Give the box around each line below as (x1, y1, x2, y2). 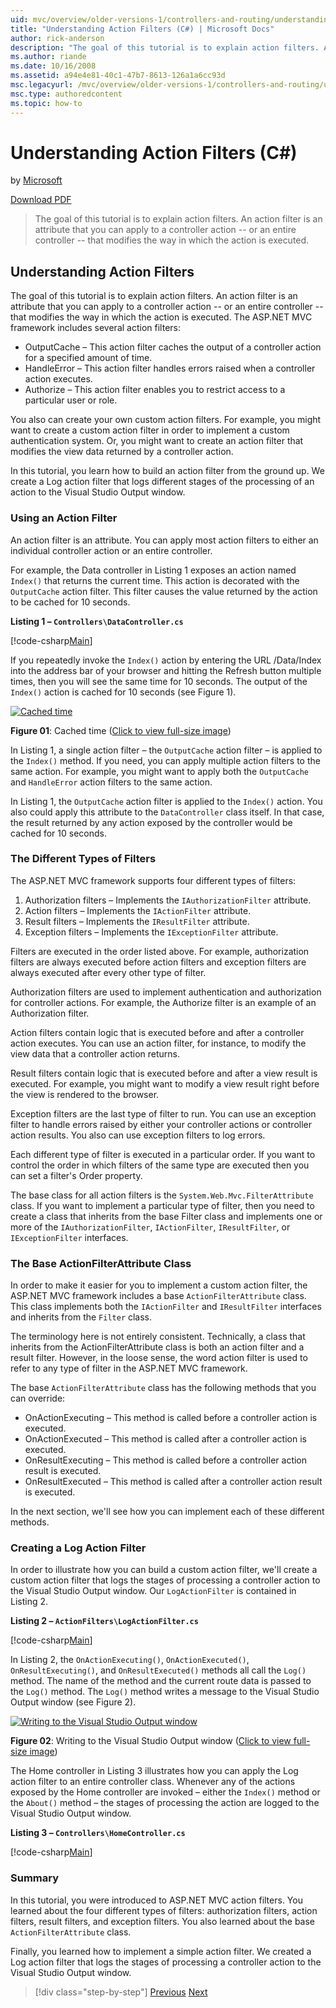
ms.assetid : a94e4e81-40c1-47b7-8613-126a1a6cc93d (10, 71, 226, 81)
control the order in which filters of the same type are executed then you (10, 1159, 310, 1171)
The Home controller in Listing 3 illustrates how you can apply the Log (10, 1765, 299, 1777)
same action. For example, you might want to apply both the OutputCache (10, 765, 309, 777)
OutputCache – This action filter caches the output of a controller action (24, 341, 322, 353)
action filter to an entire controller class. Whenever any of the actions (10, 1776, 296, 1788)
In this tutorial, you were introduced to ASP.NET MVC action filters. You (10, 1894, 303, 1906)
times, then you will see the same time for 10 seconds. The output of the (10, 675, 308, 687)
